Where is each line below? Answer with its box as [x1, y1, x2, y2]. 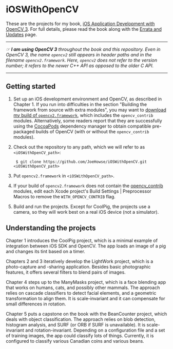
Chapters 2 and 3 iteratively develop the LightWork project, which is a [6, 258, 153, 264]
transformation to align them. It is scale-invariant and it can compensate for [6, 295, 165, 301]
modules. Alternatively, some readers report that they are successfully [13, 117, 162, 124]
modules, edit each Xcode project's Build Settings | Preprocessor [13, 188, 152, 194]
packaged [13, 128, 35, 134]
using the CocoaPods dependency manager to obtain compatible [13, 123, 151, 129]
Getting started [6, 82, 56, 91]
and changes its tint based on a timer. [6, 248, 85, 254]
